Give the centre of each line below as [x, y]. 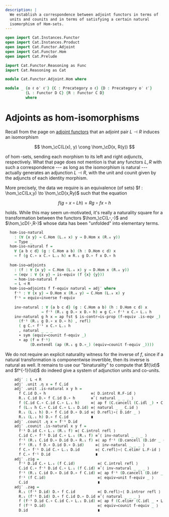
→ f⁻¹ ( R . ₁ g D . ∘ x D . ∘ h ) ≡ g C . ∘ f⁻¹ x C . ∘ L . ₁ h [96, 312]
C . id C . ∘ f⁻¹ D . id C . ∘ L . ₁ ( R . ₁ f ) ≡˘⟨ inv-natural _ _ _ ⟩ [83, 436]
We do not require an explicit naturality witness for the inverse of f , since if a [84, 354]
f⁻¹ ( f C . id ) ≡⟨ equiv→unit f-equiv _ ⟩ [86, 478]
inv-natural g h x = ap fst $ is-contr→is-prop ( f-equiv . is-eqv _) [88, 317]
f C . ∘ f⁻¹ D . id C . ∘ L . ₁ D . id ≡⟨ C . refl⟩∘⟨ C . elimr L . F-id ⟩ [90, 450]
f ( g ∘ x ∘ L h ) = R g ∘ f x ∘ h [84, 203]
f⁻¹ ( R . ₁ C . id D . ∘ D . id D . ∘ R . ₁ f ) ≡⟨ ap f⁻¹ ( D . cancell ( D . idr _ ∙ [92, 441]
